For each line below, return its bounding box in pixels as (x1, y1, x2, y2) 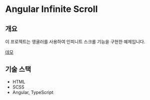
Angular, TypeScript (12, 89, 53, 95)
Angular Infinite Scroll (5, 3, 98, 15)
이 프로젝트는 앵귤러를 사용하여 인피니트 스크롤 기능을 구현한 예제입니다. (5, 39, 145, 44)
